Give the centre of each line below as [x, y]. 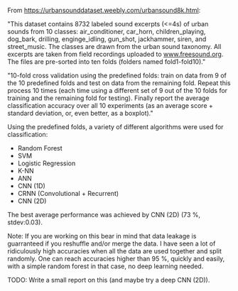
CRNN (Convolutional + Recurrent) [68, 193]
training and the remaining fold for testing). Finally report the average [108, 98]
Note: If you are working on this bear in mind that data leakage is [102, 236]
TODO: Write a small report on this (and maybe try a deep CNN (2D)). [109, 280]
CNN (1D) [32, 186]
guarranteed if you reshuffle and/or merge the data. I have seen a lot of [112, 243]
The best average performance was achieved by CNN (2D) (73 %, [104, 215]
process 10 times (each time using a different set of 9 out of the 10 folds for [118, 90]
